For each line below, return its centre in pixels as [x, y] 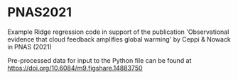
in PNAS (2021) [29, 47]
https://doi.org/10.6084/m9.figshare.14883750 [75, 68]
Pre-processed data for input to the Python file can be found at [99, 60]
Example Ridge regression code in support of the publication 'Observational [118, 32]
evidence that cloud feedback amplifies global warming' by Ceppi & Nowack [119, 39]
